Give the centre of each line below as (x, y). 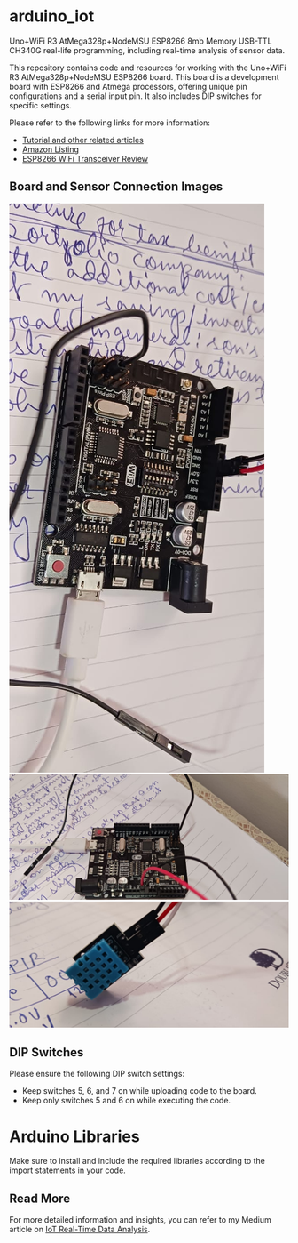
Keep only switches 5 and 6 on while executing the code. (126, 1101)
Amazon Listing (51, 149)
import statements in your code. (67, 1170)
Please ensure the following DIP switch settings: (97, 1074)
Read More (40, 1198)
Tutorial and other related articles (82, 140)
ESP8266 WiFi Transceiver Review (85, 158)
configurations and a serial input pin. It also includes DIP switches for (135, 96)
